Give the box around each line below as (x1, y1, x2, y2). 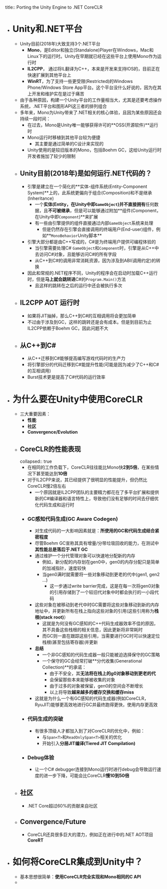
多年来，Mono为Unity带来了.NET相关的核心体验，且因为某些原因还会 (19, 109, 162, 115)
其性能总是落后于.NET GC (34, 547, 88, 553)
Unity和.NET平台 (12, 23, 83, 34)
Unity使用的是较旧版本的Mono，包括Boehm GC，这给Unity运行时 (27, 147, 162, 153)
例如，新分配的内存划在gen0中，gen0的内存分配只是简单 (42, 559, 160, 565)
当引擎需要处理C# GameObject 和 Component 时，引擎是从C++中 (34, 245, 160, 251)
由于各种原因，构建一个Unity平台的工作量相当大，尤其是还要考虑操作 (19, 97, 162, 103)
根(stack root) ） (34, 614, 69, 620)
